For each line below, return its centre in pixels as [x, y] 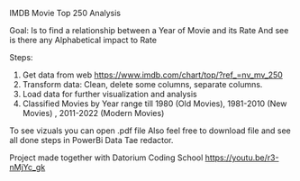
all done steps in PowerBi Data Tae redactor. [91, 140]
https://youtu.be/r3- [242, 158]
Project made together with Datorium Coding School [106, 158]
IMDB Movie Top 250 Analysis [65, 13]
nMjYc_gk [27, 167]
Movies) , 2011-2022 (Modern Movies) [93, 113]
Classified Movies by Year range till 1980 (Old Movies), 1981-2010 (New [155, 104]
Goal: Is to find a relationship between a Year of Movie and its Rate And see [149, 30]
